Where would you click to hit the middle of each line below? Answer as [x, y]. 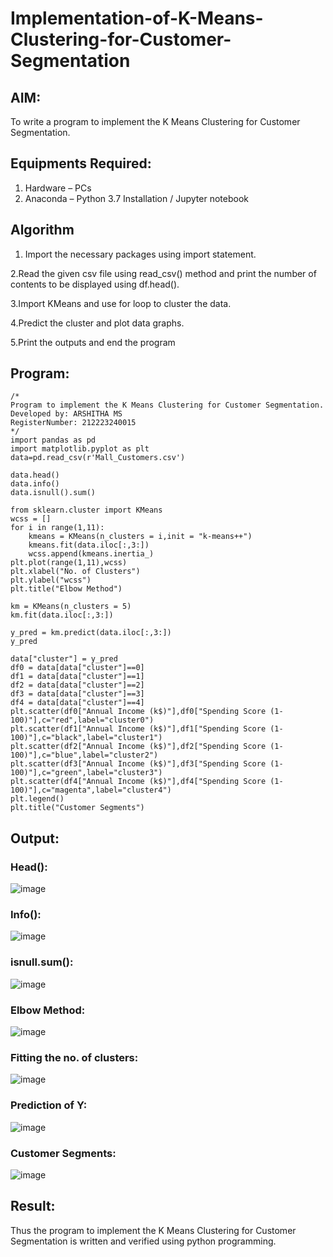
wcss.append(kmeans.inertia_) [91, 554]
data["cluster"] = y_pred [64, 659]
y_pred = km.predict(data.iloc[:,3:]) [91, 633]
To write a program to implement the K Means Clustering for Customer [155, 121]
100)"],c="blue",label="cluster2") [84, 755]
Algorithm [42, 230]
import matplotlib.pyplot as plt [80, 449]
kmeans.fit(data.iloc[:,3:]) [89, 545]
